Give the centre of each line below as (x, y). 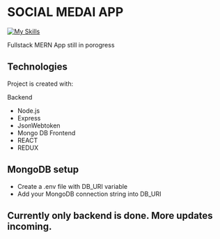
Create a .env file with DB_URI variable (72, 186)
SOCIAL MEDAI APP (65, 12)
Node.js (29, 110)
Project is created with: (40, 84)
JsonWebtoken (39, 125)
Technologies (38, 67)
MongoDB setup (43, 170)
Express (29, 118)
